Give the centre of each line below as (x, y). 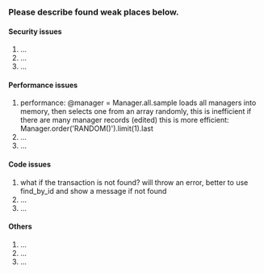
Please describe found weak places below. (94, 12)
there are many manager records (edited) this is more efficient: (124, 120)
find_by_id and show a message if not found (93, 191)
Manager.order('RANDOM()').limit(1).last (86, 128)
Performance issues (43, 85)
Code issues (29, 164)
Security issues (35, 31)
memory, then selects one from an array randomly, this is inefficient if (136, 111)
